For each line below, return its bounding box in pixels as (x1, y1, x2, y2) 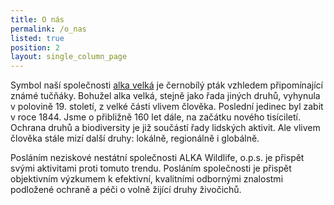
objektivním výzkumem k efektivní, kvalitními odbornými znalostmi (10, 173, 284, 185)
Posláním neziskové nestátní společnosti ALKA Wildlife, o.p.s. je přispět (10, 152, 305, 164)
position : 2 (10, 42, 60, 53)
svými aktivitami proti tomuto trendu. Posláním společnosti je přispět (10, 162, 292, 175)
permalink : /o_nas (10, 24, 87, 34)
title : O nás (10, 14, 65, 25)
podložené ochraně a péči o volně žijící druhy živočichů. (10, 184, 242, 196)
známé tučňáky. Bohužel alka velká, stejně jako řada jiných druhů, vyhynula (10, 90, 321, 102)
